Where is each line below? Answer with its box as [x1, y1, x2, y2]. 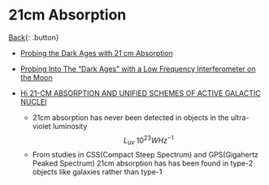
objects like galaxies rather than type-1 [32, 167, 163, 177]
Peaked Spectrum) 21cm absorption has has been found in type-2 [32, 158, 254, 168]
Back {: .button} [8, 32, 59, 42]
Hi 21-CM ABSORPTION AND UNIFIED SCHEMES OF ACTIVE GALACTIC [20, 88, 262, 98]
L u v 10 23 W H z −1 [123, 134, 175, 147]
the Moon [20, 72, 53, 82]
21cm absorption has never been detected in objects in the [32, 112, 229, 123]
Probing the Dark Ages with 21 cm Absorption [20, 48, 173, 58]
